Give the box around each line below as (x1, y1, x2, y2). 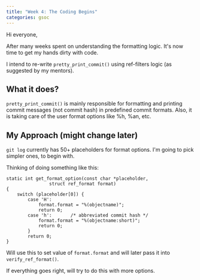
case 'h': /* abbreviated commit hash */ (28, 212, 149, 219)
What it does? (6, 84, 59, 94)
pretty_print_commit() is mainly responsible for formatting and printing (6, 100, 183, 107)
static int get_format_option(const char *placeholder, (6, 176, 149, 182)
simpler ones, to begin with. (6, 152, 75, 159)
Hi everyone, (6, 31, 38, 38)
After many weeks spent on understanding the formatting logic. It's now (6, 43, 184, 50)
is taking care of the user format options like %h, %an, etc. (6, 113, 151, 120)
